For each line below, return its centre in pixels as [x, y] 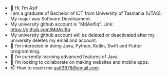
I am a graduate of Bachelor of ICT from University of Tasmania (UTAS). [86, 13]
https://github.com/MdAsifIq [40, 30]
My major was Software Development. [51, 19]
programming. [25, 51]
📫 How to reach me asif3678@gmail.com [54, 68]
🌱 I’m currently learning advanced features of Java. [64, 57]
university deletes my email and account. [54, 40]
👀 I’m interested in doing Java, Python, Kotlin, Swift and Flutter [76, 46]
